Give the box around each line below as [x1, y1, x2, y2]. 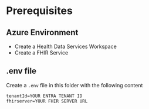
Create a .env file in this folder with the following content [6, 81, 143, 88]
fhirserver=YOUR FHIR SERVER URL [6, 98, 88, 104]
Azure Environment [6, 28, 79, 38]
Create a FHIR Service [14, 49, 69, 56]
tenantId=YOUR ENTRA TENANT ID [6, 93, 83, 99]
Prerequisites [6, 4, 73, 18]
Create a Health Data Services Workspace [14, 43, 117, 50]
